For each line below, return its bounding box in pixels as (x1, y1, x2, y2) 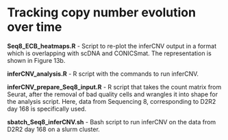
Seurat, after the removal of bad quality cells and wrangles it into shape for (7, 90, 218, 98)
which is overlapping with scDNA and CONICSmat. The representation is (7, 49, 212, 57)
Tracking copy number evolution (7, 5, 197, 20)
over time (7, 19, 62, 35)
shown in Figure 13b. (7, 56, 66, 64)
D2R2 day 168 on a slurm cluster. (7, 125, 101, 133)
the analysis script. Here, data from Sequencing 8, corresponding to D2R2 (7, 97, 216, 105)
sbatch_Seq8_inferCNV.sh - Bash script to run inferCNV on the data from (7, 117, 216, 126)
